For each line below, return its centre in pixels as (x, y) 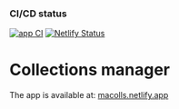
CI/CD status (38, 14)
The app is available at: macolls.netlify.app (89, 95)
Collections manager (90, 70)
